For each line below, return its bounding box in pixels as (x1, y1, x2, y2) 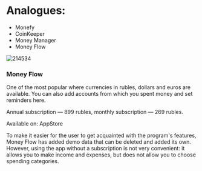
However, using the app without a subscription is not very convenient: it (6, 145, 185, 152)
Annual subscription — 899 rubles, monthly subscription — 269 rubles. (6, 109, 183, 116)
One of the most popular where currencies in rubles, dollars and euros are (6, 84, 191, 91)
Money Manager (15, 36, 56, 44)
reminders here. (6, 96, 47, 104)
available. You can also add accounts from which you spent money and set (6, 90, 193, 98)
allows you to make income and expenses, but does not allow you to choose (6, 151, 197, 158)
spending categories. (6, 158, 59, 165)
